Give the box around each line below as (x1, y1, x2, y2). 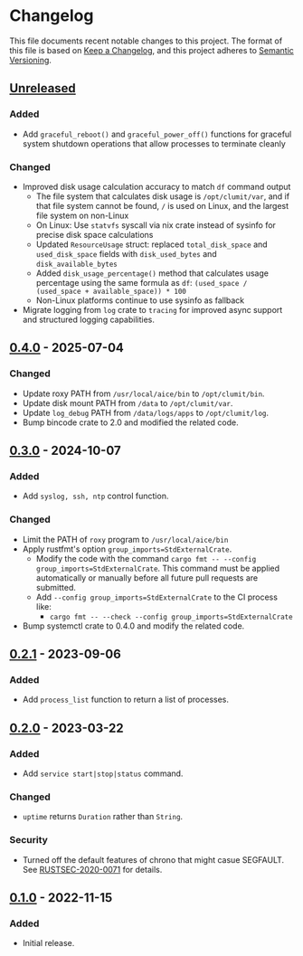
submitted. (35, 582, 77, 592)
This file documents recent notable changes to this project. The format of (9, 35, 283, 46)
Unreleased (9, 80, 77, 96)
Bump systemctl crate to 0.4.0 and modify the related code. (22, 620, 245, 631)
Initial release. (22, 938, 75, 949)
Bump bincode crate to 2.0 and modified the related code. (22, 417, 239, 428)
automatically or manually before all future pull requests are (35, 572, 259, 583)
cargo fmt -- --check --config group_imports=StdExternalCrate (49, 612, 293, 621)
